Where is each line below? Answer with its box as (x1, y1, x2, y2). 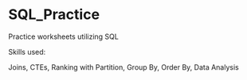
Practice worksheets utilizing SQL (8, 32, 120, 41)
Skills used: (8, 47, 46, 56)
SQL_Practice (8, 6, 100, 24)
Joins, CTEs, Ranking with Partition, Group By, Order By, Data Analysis (8, 62, 239, 72)
